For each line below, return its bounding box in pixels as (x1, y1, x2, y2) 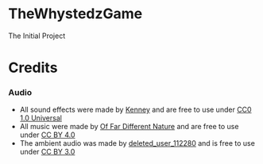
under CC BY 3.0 (19, 147, 75, 157)
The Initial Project (8, 31, 66, 40)
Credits (8, 59, 58, 77)
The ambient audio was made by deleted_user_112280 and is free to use (19, 139, 256, 148)
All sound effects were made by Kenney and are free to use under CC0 (19, 105, 252, 115)
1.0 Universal (19, 113, 62, 123)
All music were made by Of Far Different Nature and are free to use (19, 122, 239, 132)
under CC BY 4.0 (19, 130, 75, 139)
